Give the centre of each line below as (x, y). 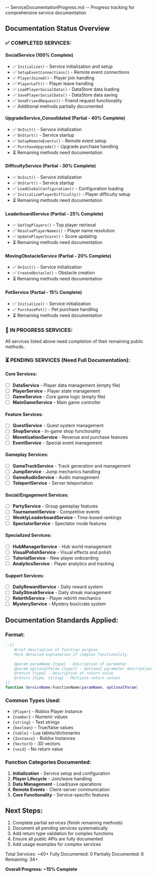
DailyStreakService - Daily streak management (62, 593)
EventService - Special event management (57, 443)
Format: (15, 635)
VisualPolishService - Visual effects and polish (62, 552)
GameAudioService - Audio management (56, 477)
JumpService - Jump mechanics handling (56, 471)
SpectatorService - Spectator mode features (59, 523)
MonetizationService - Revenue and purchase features (70, 437)
